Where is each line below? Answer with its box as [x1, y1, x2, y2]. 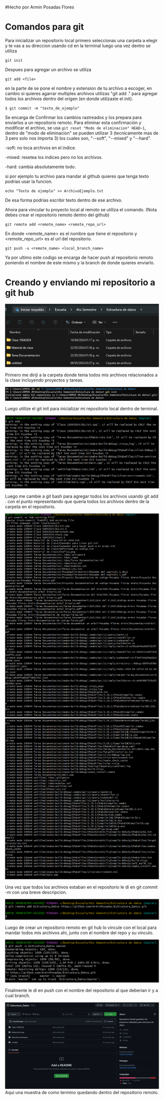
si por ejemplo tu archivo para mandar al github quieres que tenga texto [5, 173, 149, 179]
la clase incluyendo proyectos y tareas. [5, 377, 84, 383]
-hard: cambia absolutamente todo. [5, 164, 76, 170]
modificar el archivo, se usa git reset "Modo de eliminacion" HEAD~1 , [5, 125, 146, 130]
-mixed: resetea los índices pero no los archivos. [5, 154, 103, 160]
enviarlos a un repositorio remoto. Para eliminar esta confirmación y [5, 120, 142, 126]
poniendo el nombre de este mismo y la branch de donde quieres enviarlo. [5, 259, 155, 265]
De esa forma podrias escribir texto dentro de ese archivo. [5, 197, 123, 203]
